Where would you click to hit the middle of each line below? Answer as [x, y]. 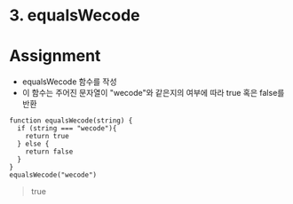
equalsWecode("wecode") [53, 175]
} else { [33, 144]
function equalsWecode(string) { [71, 121]
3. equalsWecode [75, 16]
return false [49, 152]
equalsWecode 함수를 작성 [69, 82]
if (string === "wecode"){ [67, 129]
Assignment [55, 56]
